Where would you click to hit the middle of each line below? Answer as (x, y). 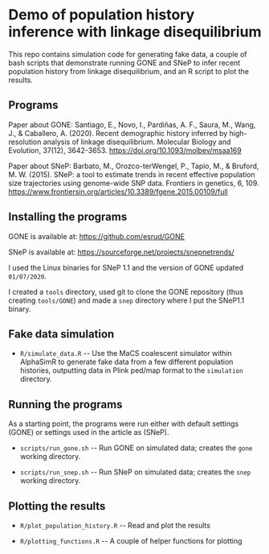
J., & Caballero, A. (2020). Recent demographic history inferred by (118, 133)
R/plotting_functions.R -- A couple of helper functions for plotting (131, 541)
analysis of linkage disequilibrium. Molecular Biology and (137, 142)
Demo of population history (102, 15)
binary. (20, 308)
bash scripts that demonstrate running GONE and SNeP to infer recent (124, 63)
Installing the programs (68, 217)
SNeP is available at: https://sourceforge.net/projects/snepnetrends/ (121, 252)
